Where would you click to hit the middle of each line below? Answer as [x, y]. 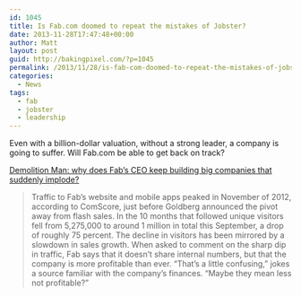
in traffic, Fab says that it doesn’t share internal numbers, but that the [159, 254]
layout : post [34, 51]
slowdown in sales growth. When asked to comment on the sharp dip [159, 245]
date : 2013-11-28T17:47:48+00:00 [72, 34]
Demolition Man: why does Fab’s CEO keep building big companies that [141, 170]
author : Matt [34, 43]
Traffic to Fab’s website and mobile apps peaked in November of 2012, [161, 197]
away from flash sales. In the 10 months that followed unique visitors [157, 216]
